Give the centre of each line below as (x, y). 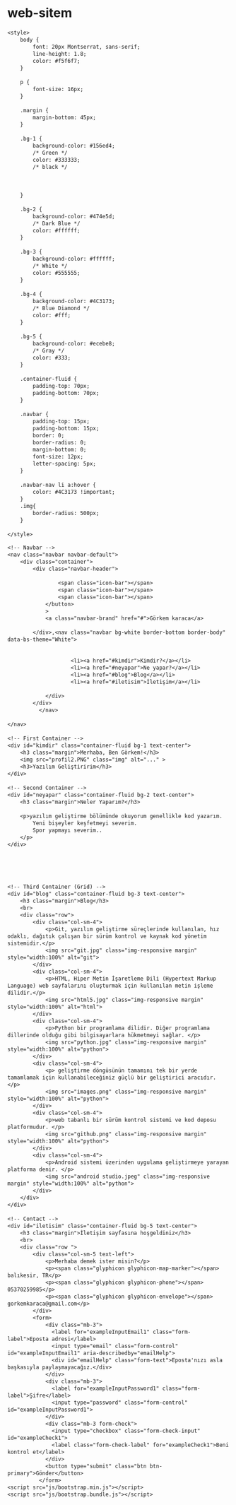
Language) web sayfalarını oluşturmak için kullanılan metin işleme (110, 986)
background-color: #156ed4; (74, 146)
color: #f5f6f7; (57, 61)
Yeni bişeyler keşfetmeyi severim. (85, 823)
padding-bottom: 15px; (66, 428)
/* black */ (51, 167)
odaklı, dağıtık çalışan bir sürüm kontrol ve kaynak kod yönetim (107, 936)
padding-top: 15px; (61, 421)
